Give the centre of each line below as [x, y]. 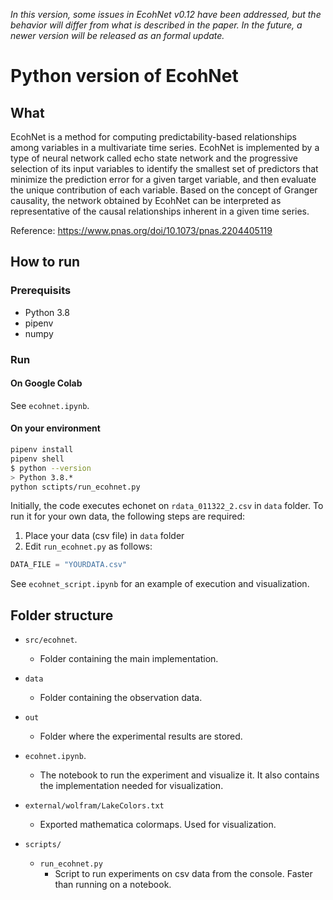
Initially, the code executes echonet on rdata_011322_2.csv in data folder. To [167, 506]
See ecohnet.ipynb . [50, 405]
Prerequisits [41, 291]
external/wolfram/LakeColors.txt [94, 806]
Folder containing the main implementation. [129, 659]
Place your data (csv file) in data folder [104, 536]
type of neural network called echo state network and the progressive [154, 158]
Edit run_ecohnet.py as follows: [88, 546]
